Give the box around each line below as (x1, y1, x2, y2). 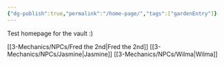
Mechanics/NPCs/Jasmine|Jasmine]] (7, 50, 112, 58)
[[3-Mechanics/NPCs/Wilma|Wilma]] (113, 50, 218, 58)
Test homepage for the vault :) (7, 29, 93, 37)
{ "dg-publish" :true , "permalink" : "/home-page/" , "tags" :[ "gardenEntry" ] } (7, 10, 217, 17)
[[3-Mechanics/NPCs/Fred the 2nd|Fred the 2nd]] (7, 42, 149, 50)
